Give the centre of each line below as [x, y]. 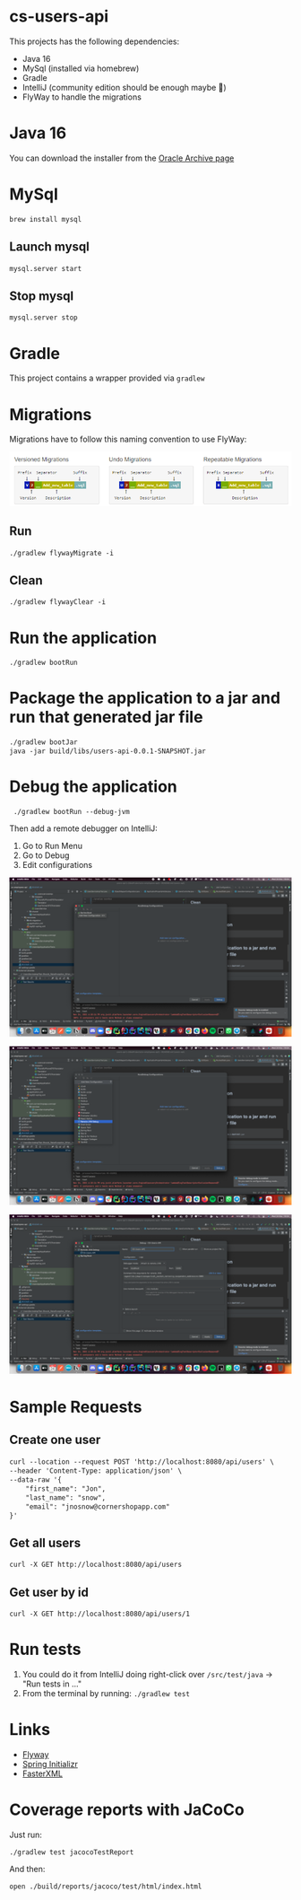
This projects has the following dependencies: [95, 41]
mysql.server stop [43, 318]
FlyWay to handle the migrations [82, 97]
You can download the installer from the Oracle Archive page [122, 158]
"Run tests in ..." [52, 1684]
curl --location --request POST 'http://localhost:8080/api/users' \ [142, 1462]
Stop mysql [42, 297]
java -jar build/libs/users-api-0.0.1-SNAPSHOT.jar [107, 751]
